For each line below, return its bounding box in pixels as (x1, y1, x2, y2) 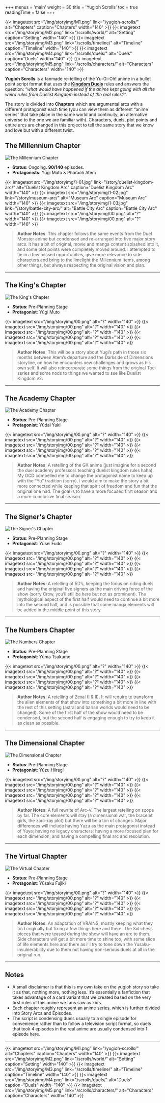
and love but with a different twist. (5, 127, 74, 133)
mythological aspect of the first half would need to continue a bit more (17, 596, 160, 602)
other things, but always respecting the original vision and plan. (17, 262, 146, 268)
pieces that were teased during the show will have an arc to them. (17, 931, 151, 937)
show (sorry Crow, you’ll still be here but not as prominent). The (17, 591, 146, 597)
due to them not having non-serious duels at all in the (46, 946, 155, 952)
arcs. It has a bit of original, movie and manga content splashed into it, (17, 241, 160, 247)
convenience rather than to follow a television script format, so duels (12, 1021, 151, 1026)
